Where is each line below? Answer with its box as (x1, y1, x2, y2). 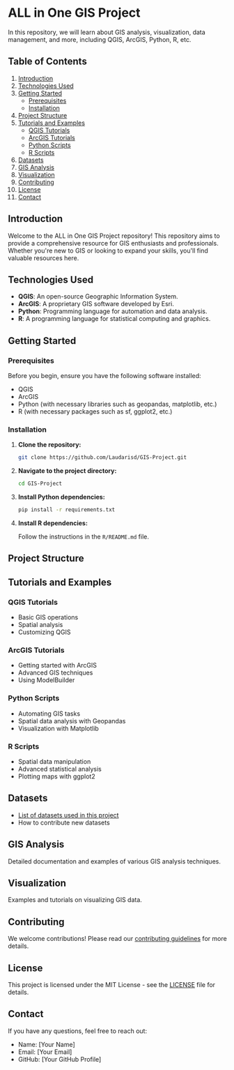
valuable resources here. (8, 253, 79, 262)
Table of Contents (8, 56, 88, 68)
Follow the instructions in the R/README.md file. (17, 532, 149, 541)
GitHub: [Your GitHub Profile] (17, 1055, 102, 1063)
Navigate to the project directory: (17, 467, 117, 475)
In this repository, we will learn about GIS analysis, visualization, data (8, 28, 206, 36)
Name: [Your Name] (17, 1040, 75, 1048)
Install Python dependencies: (17, 493, 105, 502)
